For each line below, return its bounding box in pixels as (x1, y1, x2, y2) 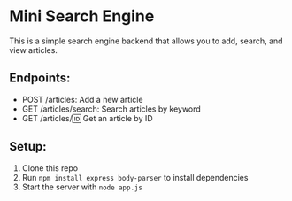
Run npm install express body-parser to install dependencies (21, 172, 249, 182)
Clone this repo (21, 162, 78, 174)
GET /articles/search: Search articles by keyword (21, 104, 201, 114)
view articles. (9, 44, 58, 55)
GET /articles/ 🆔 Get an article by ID (21, 112, 153, 123)
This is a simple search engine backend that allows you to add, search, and (9, 35, 283, 46)
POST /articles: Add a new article (21, 94, 143, 104)
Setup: (9, 139, 47, 154)
